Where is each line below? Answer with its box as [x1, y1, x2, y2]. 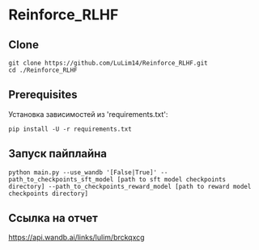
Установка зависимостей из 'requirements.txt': [8, 109, 168, 119]
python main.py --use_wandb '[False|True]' [8, 168, 158, 177]
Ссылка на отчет [8, 211, 99, 225]
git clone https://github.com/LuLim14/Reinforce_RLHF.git [8, 59, 208, 67]
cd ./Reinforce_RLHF [8, 66, 79, 74]
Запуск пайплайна [8, 147, 108, 160]
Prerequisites [8, 88, 78, 102]
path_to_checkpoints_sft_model [8, 175, 114, 183]
